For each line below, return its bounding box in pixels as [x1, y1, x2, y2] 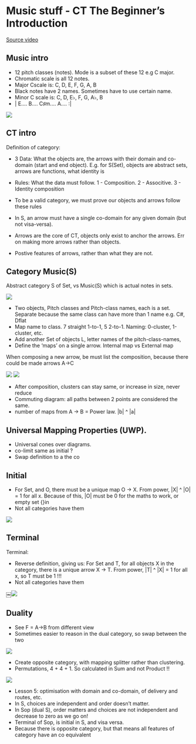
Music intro [6, 53, 49, 63]
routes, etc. [14, 693, 43, 700]
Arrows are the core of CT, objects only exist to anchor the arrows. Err [14, 232, 185, 239]
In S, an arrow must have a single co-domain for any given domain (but [14, 214, 187, 221]
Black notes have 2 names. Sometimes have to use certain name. [14, 87, 173, 95]
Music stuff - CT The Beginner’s [6, 4, 165, 18]
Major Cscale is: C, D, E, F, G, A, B [14, 81, 97, 88]
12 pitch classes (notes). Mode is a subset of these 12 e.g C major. [14, 69, 175, 76]
